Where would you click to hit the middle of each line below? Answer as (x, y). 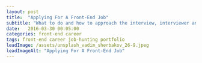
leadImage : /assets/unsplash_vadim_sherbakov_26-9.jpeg (78, 46)
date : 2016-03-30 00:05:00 (43, 28)
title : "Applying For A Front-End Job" (58, 17)
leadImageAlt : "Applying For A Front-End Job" (66, 51)
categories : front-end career (44, 34)
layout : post (23, 12)
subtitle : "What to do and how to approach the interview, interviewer (98, 23)
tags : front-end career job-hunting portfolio (66, 40)
